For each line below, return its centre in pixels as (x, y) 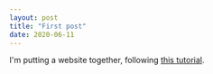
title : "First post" (48, 26)
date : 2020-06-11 (42, 34)
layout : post (34, 18)
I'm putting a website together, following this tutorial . (107, 60)
